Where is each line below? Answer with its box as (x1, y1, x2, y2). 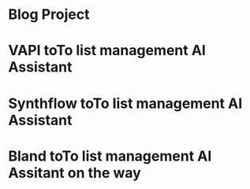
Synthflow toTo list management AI (8, 94, 243, 112)
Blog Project (8, 6, 90, 24)
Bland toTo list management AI (8, 147, 212, 165)
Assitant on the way (8, 164, 142, 182)
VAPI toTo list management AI (8, 42, 207, 60)
